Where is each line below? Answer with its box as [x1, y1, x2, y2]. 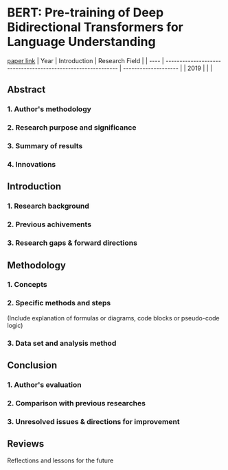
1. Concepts [7, 280, 47, 290]
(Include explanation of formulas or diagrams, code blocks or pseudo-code [7, 314, 220, 322]
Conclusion [7, 360, 58, 371]
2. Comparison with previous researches [7, 398, 146, 408]
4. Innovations [7, 160, 56, 169]
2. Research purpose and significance [7, 123, 137, 132]
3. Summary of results [7, 141, 83, 151]
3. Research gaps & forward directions [7, 238, 137, 248]
